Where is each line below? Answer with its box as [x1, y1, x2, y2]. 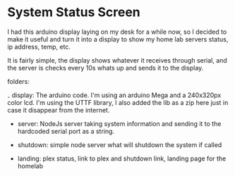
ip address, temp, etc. [7, 42, 71, 51]
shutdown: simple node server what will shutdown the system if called [17, 140, 222, 149]
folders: [7, 77, 30, 85]
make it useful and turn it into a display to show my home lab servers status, [7, 34, 229, 43]
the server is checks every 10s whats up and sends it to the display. [7, 63, 204, 72]
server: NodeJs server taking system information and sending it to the [17, 119, 222, 127]
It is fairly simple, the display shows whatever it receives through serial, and [7, 56, 227, 64]
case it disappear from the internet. [7, 106, 110, 114]
